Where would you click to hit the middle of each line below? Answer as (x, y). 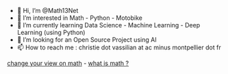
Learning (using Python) (51, 32)
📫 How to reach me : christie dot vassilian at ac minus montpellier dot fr (119, 47)
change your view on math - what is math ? (68, 63)
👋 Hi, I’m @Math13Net (48, 11)
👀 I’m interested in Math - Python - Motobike (79, 18)
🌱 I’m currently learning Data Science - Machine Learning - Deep (109, 25)
